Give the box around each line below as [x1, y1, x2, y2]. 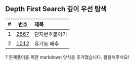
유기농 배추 [34, 40, 59, 47]
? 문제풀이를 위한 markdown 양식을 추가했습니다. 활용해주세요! [5, 54, 129, 60]
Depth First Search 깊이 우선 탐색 [5, 5, 107, 14]
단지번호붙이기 [34, 31, 67, 38]
